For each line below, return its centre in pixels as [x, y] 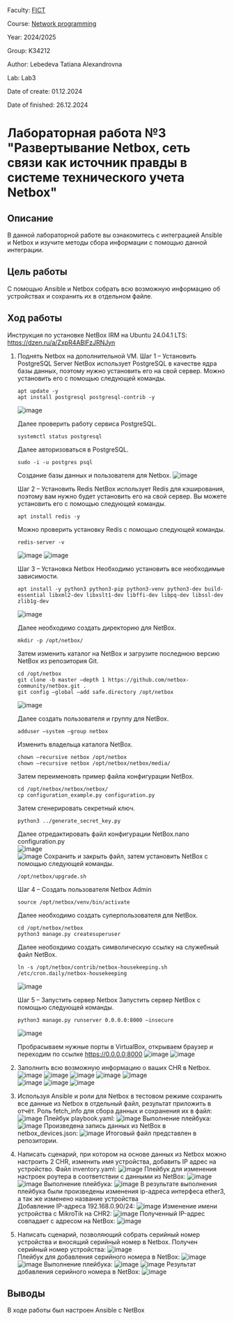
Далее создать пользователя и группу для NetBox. [93, 719]
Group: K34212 [29, 51]
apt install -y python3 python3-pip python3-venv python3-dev [109, 589]
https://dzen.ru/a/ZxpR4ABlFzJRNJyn [61, 342]
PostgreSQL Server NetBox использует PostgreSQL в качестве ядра [117, 363]
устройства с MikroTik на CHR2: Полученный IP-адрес [111, 1213]
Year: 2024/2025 [32, 37]
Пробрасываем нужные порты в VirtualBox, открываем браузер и [115, 1046]
